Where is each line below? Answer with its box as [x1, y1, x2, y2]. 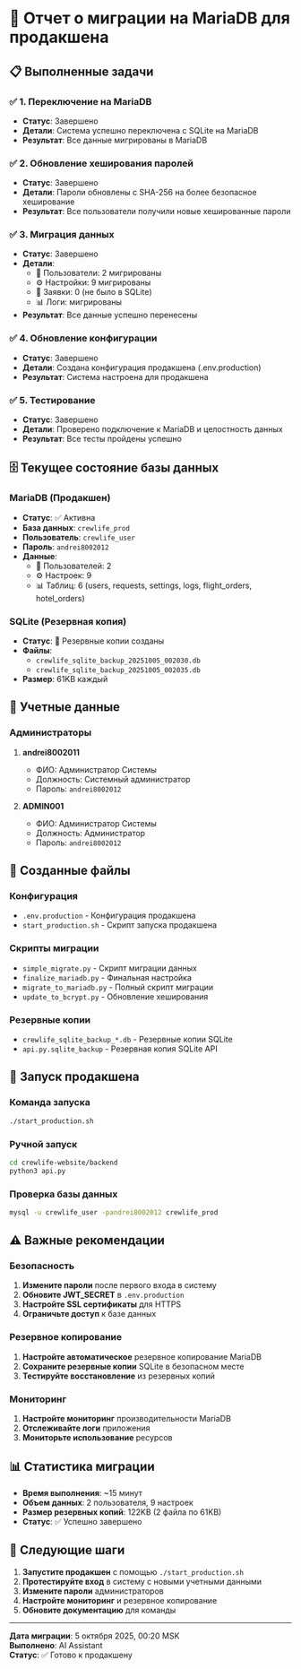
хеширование [21, 196, 75, 207]
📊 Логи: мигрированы [35, 297, 123, 307]
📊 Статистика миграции [9, 1459, 155, 1474]
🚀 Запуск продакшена [9, 1069, 140, 1085]
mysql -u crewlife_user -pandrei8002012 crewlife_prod [9, 1207, 219, 1217]
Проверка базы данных [9, 1188, 118, 1200]
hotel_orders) [35, 592, 85, 603]
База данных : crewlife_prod [21, 522, 130, 532]
